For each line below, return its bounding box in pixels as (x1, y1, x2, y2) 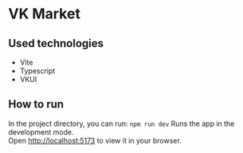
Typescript (19, 66, 56, 76)
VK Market (8, 5, 81, 23)
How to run (8, 97, 65, 112)
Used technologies (8, 37, 104, 50)
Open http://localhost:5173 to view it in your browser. (8, 135, 182, 145)
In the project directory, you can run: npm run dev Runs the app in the (8, 119, 235, 128)
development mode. (8, 127, 74, 136)
